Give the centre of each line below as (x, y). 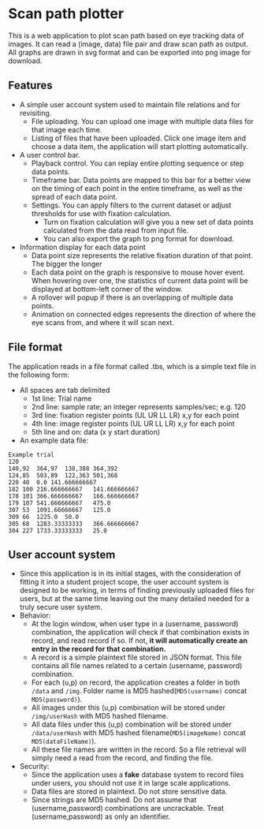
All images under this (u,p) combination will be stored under (128, 708)
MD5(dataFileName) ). (64, 741)
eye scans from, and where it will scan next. (103, 322)
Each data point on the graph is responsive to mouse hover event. (138, 272)
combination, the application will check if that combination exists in (140, 633)
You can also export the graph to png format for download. (139, 238)
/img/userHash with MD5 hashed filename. (100, 716)
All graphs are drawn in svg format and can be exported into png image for (130, 52)
